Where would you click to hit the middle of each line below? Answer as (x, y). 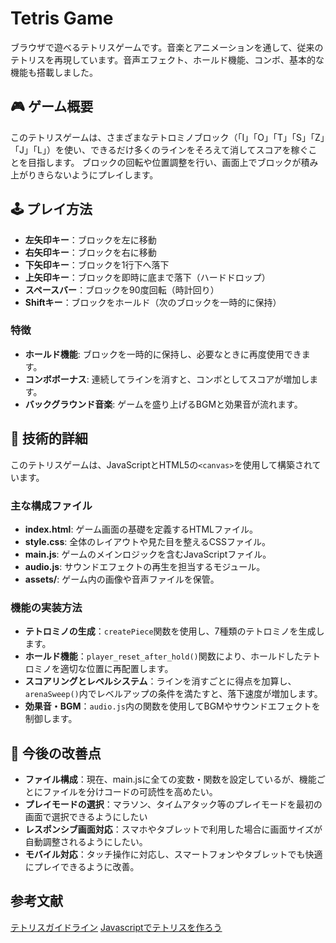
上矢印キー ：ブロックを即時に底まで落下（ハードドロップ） (147, 277)
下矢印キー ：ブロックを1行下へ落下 (97, 264)
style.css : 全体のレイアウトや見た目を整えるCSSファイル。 (148, 541)
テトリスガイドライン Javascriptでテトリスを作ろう (116, 927)
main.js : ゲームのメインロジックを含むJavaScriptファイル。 (148, 554)
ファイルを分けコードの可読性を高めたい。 (130, 792)
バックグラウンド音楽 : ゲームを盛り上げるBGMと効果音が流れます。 (163, 404)
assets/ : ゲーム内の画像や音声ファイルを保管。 (122, 579)
